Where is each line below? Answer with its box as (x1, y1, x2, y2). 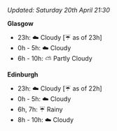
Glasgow (7, 20, 34, 27)
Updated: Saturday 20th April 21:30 (7, 6, 110, 14)
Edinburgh (7, 70, 39, 79)
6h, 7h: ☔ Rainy (17, 105, 63, 114)
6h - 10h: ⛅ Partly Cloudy (17, 54, 92, 62)
